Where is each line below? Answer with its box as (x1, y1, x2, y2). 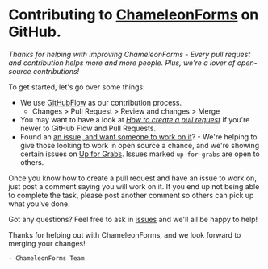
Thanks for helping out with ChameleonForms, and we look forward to (8, 230, 241, 239)
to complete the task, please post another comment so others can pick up (8, 190, 254, 200)
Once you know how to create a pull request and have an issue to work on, (8, 173, 257, 183)
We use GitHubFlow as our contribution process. (19, 97, 182, 107)
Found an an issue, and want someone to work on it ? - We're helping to (19, 131, 258, 142)
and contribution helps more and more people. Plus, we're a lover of (8, 58, 236, 68)
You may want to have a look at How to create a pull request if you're (19, 114, 250, 124)
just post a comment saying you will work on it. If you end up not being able (8, 181, 260, 191)
